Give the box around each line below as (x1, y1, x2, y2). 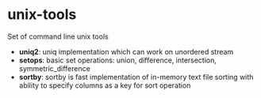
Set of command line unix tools (7, 32, 109, 41)
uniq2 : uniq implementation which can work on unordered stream (18, 47, 234, 56)
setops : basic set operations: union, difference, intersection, (18, 55, 217, 65)
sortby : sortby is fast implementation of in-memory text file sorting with (18, 72, 254, 81)
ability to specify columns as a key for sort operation (18, 81, 191, 90)
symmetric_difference (18, 63, 90, 73)
